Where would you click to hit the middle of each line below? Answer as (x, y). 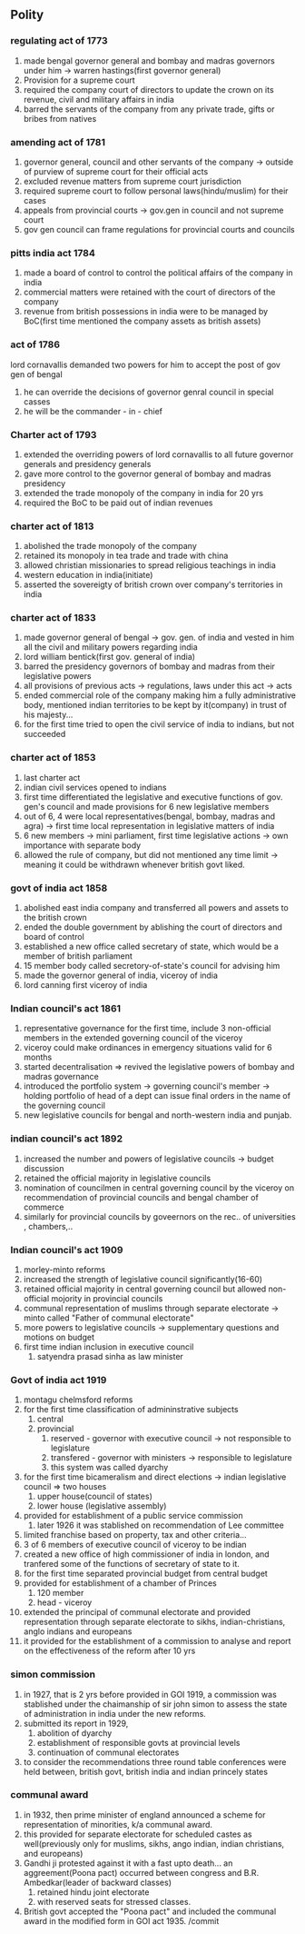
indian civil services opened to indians (95, 787)
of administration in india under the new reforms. (115, 1713)
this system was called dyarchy (109, 1468)
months (38, 1057)
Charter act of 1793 (54, 434)
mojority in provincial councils (107, 1298)
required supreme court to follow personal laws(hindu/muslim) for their (156, 191)
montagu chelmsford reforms (78, 1400)
